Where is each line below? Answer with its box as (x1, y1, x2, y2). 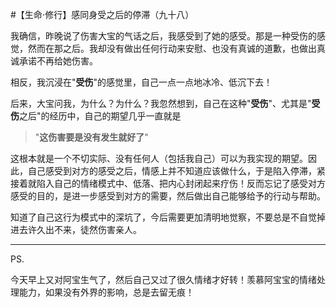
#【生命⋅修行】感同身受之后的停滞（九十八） (10, 9, 195, 20)
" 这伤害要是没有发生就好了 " (34, 131, 149, 143)
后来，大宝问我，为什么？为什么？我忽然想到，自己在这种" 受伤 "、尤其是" (10, 98, 312, 109)
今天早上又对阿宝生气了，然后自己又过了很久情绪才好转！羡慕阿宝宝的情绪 (10, 274, 317, 285)
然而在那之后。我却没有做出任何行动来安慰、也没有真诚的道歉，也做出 (27, 43, 317, 54)
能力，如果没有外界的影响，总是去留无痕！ (18, 286, 195, 298)
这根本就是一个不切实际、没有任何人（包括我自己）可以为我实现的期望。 (10, 153, 308, 164)
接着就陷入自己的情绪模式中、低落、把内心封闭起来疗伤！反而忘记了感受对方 (10, 178, 326, 189)
